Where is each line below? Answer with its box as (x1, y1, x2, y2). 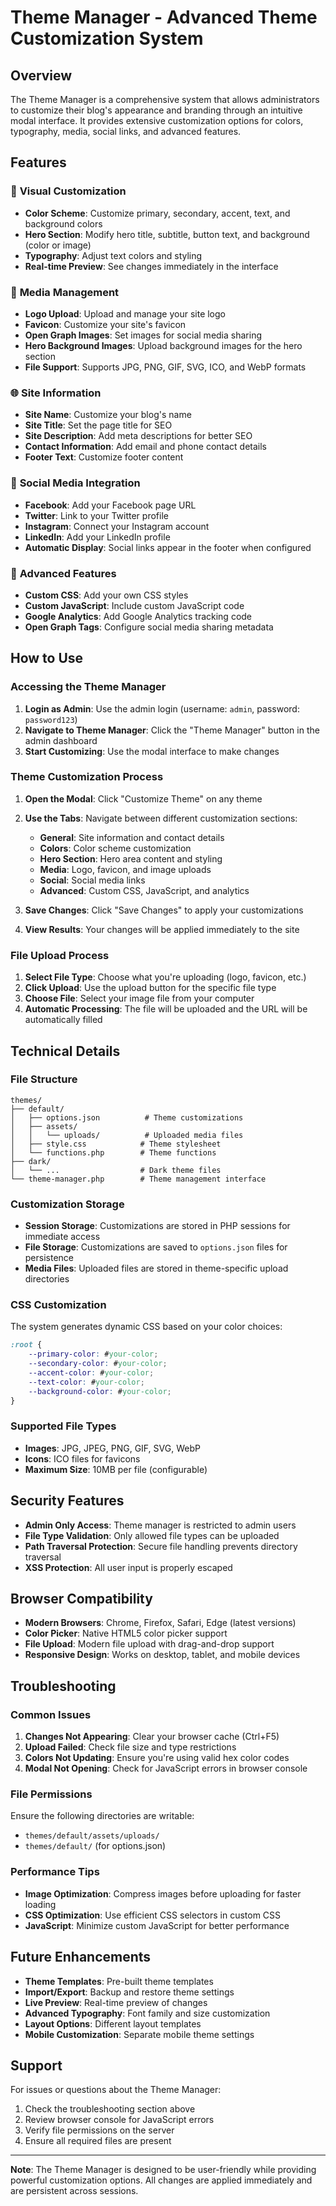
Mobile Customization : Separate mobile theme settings (24, 2028, 255, 2040)
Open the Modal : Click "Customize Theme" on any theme (24, 792, 263, 805)
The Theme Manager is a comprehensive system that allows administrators (10, 94, 320, 105)
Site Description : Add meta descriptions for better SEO (24, 430, 253, 442)
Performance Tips (10, 1865, 100, 1879)
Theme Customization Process (10, 770, 164, 784)
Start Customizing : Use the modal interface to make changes (24, 745, 280, 757)
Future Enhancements (10, 1949, 152, 1966)
